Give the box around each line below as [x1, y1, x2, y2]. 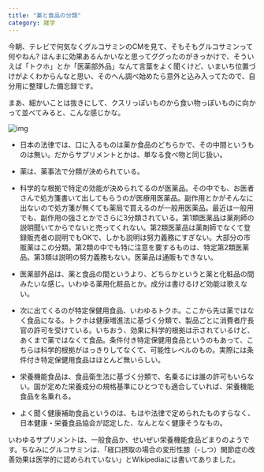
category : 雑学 [8, 19, 56, 27]
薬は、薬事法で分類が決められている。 [19, 167, 144, 176]
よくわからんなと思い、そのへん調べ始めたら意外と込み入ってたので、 [21, 71, 250, 81]
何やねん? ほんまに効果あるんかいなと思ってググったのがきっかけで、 [8, 51, 234, 61]
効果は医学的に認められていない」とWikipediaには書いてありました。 [14, 455, 240, 464]
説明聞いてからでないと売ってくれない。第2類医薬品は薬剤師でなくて [19, 223, 244, 232]
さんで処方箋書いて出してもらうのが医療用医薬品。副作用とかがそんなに [19, 193, 254, 202]
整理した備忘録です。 [28, 81, 98, 91]
